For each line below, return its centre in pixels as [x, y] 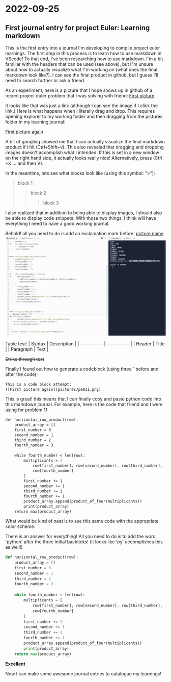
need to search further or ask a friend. [45, 80]
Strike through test [25, 359]
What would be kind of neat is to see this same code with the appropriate [82, 521]
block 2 [38, 193]
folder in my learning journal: [35, 122]
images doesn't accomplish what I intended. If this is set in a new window [82, 153]
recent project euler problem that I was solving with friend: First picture [80, 96]
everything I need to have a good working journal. [58, 223]
